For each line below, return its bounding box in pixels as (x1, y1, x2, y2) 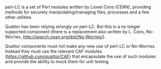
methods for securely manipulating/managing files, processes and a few (5, 9, 149, 15)
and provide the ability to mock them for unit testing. (5, 59, 110, 64)
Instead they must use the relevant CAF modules (5, 48, 102, 54)
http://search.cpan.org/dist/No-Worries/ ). (23, 34, 106, 40)
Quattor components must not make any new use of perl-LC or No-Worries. (5, 43, 156, 49)
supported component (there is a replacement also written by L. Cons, (5, 29, 145, 34)
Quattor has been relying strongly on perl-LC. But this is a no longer (5, 24, 141, 29)
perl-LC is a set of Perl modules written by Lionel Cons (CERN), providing (5, 4, 151, 10)
